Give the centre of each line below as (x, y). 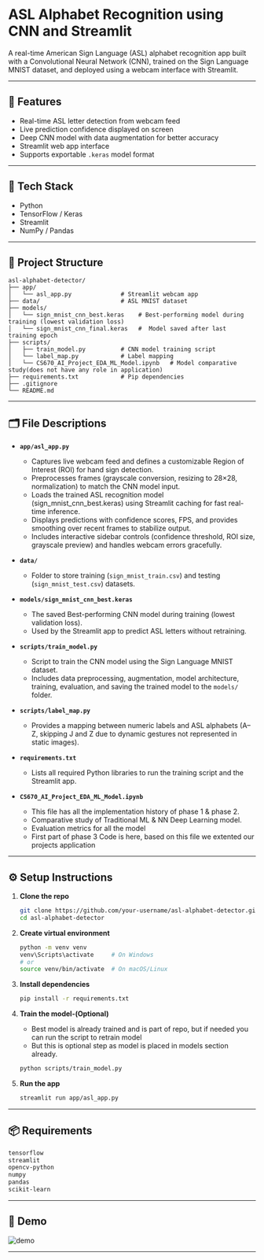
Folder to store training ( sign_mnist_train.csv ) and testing (126, 575)
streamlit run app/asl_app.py (69, 1098)
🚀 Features (35, 102)
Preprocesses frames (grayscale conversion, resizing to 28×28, (134, 479)
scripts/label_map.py (55, 711)
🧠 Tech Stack (41, 187)
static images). (55, 742)
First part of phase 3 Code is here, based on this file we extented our (143, 837)
